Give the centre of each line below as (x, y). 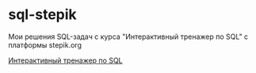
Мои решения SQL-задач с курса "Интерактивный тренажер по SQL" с (128, 36)
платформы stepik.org (45, 44)
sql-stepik (42, 15)
